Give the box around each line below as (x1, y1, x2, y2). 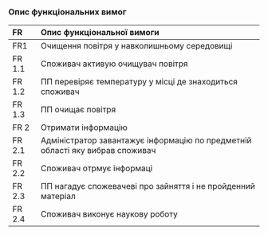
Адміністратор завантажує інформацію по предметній (40, 135, 252, 146)
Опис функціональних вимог (8, 6, 127, 18)
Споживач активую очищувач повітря (40, 58, 188, 69)
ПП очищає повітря (40, 104, 116, 116)
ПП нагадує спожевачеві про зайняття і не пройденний (40, 181, 255, 192)
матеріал (40, 190, 76, 202)
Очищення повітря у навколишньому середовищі (40, 41, 233, 52)
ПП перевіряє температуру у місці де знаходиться (40, 76, 238, 88)
